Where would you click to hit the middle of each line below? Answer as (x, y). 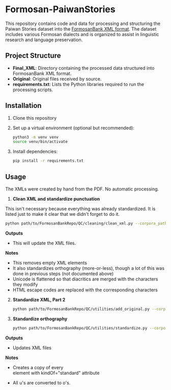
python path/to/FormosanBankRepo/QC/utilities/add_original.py (81, 309)
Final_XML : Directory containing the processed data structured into (83, 68)
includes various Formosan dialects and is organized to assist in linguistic (82, 34)
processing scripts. (33, 90)
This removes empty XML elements (50, 263)
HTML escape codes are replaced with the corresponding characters (85, 290)
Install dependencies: (35, 152)
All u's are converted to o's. (41, 382)
